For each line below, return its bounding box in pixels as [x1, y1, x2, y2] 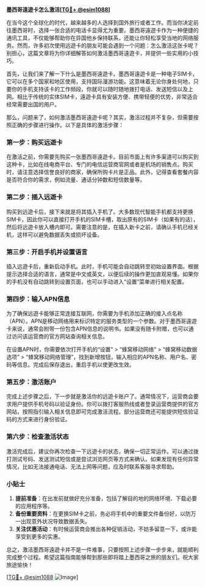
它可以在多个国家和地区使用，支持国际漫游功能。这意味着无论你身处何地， [6, 78, 193, 85]
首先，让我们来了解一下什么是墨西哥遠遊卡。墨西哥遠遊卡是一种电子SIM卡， [6, 70, 198, 77]
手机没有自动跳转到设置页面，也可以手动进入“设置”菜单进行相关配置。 [11, 278, 188, 285]
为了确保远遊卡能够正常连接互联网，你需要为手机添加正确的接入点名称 [6, 310, 183, 317]
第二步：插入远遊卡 [6, 193, 63, 201]
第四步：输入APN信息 [6, 295, 70, 303]
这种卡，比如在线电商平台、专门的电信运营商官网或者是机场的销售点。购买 [6, 161, 193, 168]
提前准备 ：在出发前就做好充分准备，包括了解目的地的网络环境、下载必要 [15, 495, 197, 502]
